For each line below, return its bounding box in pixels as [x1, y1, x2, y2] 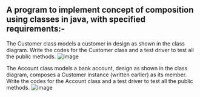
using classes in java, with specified [6, 15, 145, 25]
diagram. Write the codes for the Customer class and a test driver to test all [6, 46, 194, 53]
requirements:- [6, 24, 65, 34]
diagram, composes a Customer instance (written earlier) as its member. [6, 71, 187, 78]
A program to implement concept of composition [6, 5, 194, 15]
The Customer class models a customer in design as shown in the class [6, 39, 185, 47]
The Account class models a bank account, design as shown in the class [6, 64, 188, 72]
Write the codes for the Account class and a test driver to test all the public [6, 77, 193, 84]
